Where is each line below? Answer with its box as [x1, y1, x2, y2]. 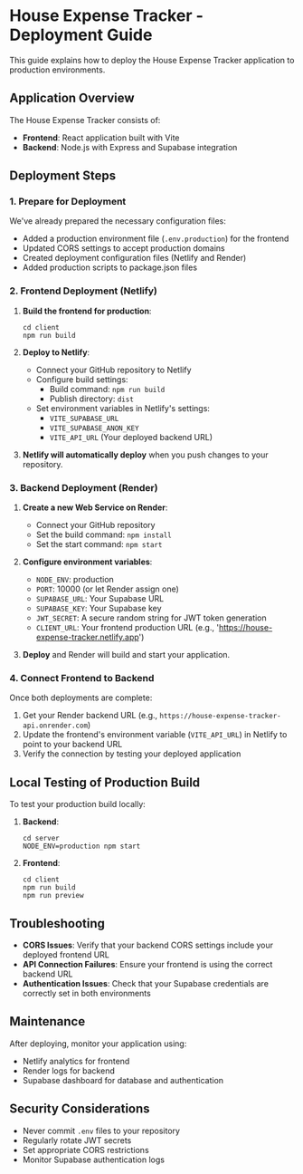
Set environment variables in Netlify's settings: [35, 402, 211, 413]
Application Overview [9, 91, 135, 106]
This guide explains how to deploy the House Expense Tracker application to [9, 54, 295, 65]
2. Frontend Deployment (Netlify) [9, 284, 158, 297]
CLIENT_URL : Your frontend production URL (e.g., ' [35, 622, 220, 633]
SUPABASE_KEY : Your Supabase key [35, 603, 162, 614]
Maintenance [9, 1014, 86, 1029]
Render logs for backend [22, 1065, 115, 1076]
